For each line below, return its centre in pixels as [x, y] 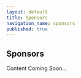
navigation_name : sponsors [41, 23]
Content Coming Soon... [37, 68]
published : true [27, 29]
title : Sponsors [27, 18]
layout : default [27, 12]
